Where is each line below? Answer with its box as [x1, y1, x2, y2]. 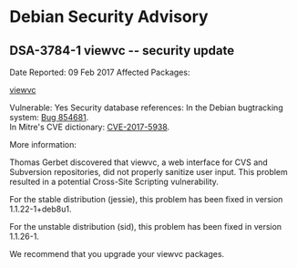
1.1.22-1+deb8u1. [9, 203, 72, 214]
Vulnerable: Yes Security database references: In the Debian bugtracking [9, 102, 284, 113]
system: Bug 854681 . [9, 112, 89, 122]
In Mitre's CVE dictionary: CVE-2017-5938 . [9, 121, 170, 132]
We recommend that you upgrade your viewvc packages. [9, 249, 225, 259]
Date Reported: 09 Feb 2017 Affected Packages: [9, 67, 190, 77]
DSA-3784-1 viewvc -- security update [9, 43, 235, 58]
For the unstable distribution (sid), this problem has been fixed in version [9, 222, 282, 232]
